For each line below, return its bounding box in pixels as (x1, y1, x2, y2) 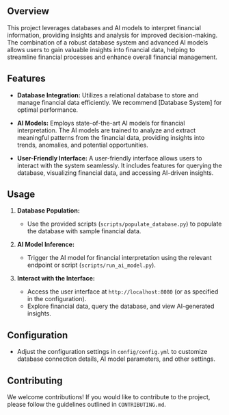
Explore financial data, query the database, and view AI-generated (27, 302, 215, 311)
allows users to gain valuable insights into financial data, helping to (7, 45, 196, 54)
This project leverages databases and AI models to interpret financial (7, 23, 202, 32)
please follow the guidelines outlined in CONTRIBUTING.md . (7, 401, 166, 409)
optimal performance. (16, 106, 79, 114)
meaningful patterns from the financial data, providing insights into (16, 133, 205, 141)
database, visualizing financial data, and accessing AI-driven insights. (16, 168, 214, 177)
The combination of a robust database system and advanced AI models (7, 38, 208, 47)
